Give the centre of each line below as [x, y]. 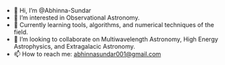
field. [21, 32]
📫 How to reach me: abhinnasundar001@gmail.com [87, 54]
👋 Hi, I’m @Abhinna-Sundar [52, 10]
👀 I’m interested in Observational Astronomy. [76, 18]
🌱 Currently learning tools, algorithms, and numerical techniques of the [114, 25]
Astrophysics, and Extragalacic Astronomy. [74, 46]
